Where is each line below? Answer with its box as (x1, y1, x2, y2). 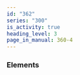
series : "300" (6, 17, 48, 24)
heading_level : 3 (6, 30, 58, 37)
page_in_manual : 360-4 (6, 37, 73, 44)
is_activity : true (6, 23, 60, 30)
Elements (6, 60, 40, 70)
